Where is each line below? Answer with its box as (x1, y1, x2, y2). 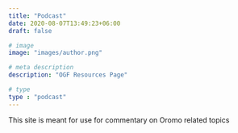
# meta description (8, 64, 74, 72)
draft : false (8, 27, 52, 35)
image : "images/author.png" (8, 49, 103, 57)
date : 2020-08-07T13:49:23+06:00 (8, 19, 121, 27)
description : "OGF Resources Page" (8, 71, 128, 79)
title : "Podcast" (8, 11, 67, 20)
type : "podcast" (8, 93, 67, 101)
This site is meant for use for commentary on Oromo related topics (8, 114, 230, 125)
